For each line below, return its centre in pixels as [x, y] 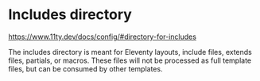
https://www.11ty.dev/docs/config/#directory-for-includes [103, 37]
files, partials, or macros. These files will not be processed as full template [130, 60]
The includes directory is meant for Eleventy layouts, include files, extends [130, 52]
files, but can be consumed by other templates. [85, 68]
